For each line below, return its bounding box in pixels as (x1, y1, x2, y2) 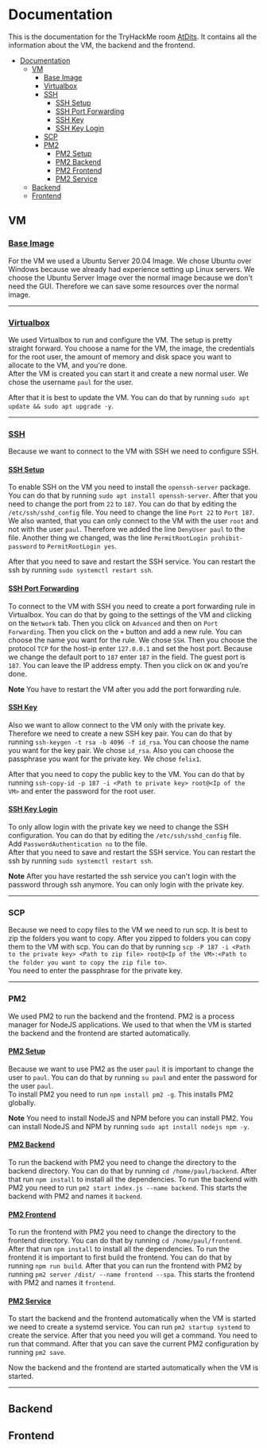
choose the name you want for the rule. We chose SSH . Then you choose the (8, 635, 257, 645)
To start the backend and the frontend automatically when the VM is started (8, 1314, 257, 1323)
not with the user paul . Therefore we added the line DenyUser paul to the (8, 525, 246, 534)
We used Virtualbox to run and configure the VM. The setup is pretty (8, 335, 233, 344)
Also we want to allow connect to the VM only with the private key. (8, 720, 226, 729)
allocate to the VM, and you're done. (8, 360, 128, 370)
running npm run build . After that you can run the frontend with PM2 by (8, 1261, 242, 1271)
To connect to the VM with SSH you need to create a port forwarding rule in (8, 601, 256, 611)
